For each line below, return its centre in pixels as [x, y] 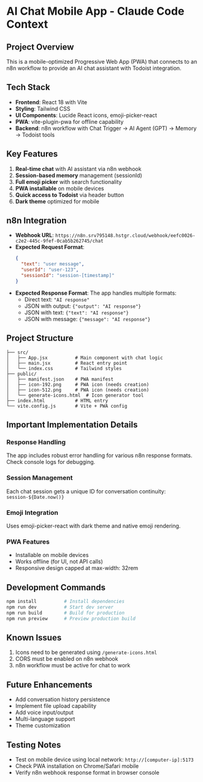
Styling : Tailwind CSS [43, 108]
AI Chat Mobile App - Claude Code [95, 11]
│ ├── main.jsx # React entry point [67, 363]
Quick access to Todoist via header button [70, 195]
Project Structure [40, 338]
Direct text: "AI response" [57, 299]
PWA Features [28, 542]
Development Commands [56, 587]
